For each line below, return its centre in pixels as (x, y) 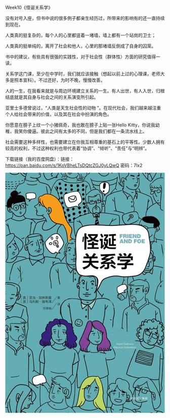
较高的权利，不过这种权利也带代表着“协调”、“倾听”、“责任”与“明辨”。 (77, 148)
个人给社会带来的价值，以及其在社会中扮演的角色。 (58, 114)
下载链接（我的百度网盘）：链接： (40, 159)
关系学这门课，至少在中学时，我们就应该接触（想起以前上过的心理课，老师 (83, 74)
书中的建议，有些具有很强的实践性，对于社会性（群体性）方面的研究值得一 (83, 57)
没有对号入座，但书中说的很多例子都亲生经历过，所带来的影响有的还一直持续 (85, 18)
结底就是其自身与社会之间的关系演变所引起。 (52, 97)
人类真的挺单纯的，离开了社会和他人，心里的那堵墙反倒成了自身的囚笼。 (80, 46)
